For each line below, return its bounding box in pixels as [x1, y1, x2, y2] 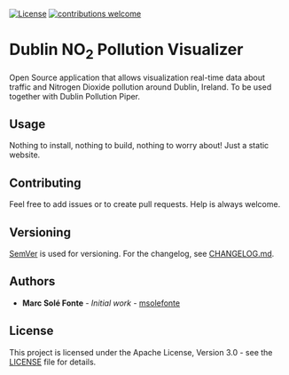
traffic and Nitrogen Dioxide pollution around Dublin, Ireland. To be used [9, 81, 272, 92]
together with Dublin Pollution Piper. [9, 91, 140, 101]
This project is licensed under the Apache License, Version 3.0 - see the [9, 347, 273, 357]
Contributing [9, 175, 82, 190]
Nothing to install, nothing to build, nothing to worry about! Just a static [9, 140, 269, 151]
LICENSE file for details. [9, 356, 97, 367]
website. [9, 149, 41, 160]
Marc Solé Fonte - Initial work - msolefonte [21, 298, 180, 308]
